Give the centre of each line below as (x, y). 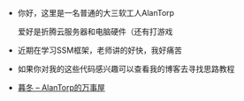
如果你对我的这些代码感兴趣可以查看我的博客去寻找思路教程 (126, 69)
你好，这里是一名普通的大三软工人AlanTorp (96, 13)
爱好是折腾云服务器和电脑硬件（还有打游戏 (95, 32)
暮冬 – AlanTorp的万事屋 (61, 87)
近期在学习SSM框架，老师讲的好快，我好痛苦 (100, 50)
